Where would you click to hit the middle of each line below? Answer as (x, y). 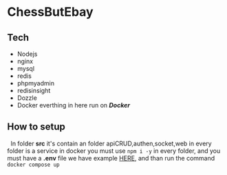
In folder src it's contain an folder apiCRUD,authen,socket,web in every (111, 143)
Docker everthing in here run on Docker (74, 105)
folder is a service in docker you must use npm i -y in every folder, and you (114, 151)
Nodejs (27, 54)
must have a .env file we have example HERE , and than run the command (111, 158)
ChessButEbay (51, 12)
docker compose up (33, 165)
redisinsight (34, 91)
